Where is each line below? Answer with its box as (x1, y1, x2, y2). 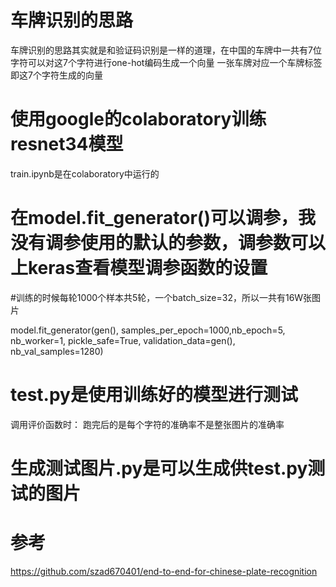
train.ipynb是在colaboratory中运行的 (10, 167, 160, 180)
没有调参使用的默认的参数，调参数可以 (10, 232, 327, 255)
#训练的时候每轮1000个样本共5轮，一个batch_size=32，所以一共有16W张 (10, 291, 313, 303)
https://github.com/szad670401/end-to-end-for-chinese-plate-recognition (10, 565, 318, 577)
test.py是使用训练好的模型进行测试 (10, 384, 298, 406)
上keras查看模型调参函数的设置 (10, 257, 268, 280)
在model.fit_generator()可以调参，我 (10, 207, 316, 230)
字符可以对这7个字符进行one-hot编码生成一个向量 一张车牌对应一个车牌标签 (10, 56, 323, 68)
